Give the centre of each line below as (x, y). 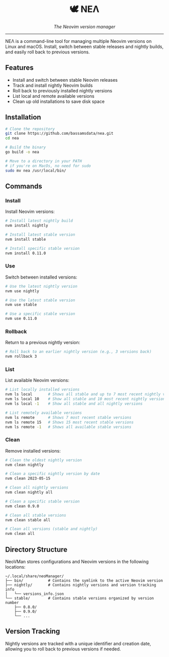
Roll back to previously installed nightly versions (62, 90)
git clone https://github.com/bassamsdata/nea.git (59, 134)
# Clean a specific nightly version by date (53, 474)
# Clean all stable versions (36, 515)
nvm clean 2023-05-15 (28, 479)
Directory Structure (36, 549)
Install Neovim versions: (30, 211)
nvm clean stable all (28, 520)
